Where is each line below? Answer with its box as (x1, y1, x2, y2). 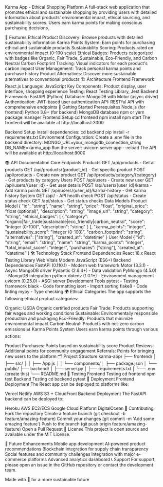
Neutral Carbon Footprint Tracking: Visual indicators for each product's (5, 61, 148, 66)
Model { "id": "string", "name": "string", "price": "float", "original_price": (5, 203, 148, 209)
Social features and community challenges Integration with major (5, 451, 135, 457)
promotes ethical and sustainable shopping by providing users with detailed (5, 9, 157, 15)
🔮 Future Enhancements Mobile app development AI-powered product (5, 441, 146, 446)
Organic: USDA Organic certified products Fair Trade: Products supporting (5, 305, 154, 311)
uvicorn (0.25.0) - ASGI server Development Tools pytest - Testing (5, 278, 138, 284)
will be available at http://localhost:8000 (5, 150, 86, 155)
